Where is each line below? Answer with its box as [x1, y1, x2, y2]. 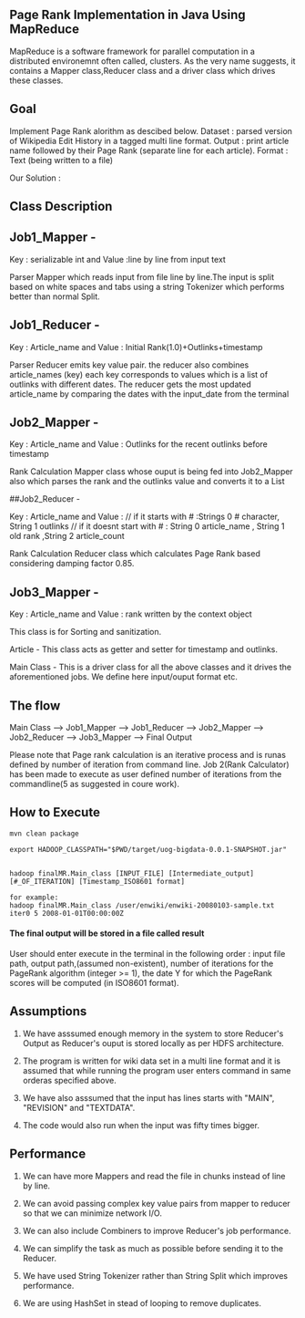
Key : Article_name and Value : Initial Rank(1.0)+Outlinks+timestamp [9, 341, 263, 352]
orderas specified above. [22, 1074, 117, 1085]
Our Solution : [9, 172, 61, 183]
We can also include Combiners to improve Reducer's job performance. [22, 1225, 291, 1236]
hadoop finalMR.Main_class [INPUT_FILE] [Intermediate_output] [9, 868, 255, 878]
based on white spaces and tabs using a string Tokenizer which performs [9, 281, 285, 292]
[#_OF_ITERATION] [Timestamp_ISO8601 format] [9, 877, 185, 886]
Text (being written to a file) [9, 154, 114, 165]
